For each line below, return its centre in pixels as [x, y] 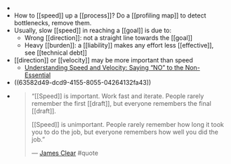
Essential [38, 75]
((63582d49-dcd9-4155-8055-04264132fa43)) [82, 82]
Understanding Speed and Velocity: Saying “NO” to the [104, 68]
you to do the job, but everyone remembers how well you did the [125, 132]
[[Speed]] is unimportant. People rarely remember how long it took [128, 124]
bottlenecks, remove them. [53, 23]
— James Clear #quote [65, 153]
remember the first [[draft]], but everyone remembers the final [121, 103]
